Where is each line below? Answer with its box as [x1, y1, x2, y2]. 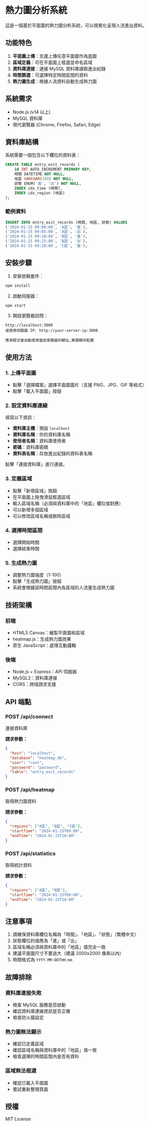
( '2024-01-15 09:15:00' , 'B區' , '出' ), [5, 239, 88, 244]
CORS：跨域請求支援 [12, 681, 57, 687]
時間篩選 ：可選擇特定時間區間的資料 [12, 72, 88, 78]
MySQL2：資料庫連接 [12, 675, 58, 681]
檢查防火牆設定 [12, 1015, 44, 1020]
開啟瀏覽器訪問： [12, 313, 48, 319]
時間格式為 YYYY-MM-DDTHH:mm [12, 957, 73, 963]
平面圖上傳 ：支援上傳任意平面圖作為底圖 [12, 53, 97, 59]
